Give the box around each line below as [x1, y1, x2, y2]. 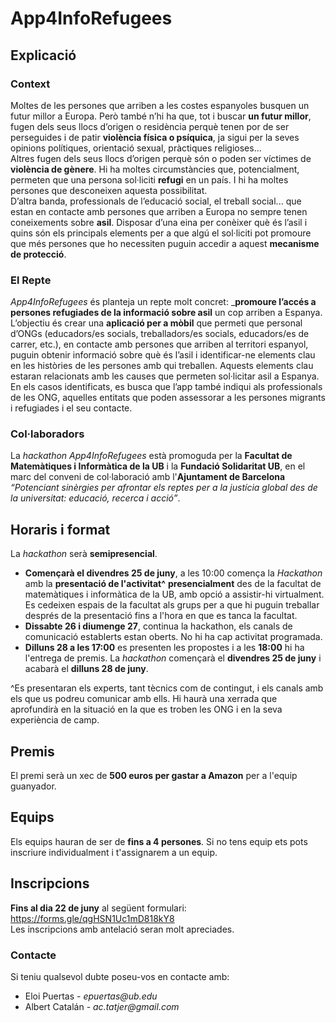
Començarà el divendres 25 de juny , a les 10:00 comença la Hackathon [24, 567, 323, 579]
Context [10, 77, 51, 91]
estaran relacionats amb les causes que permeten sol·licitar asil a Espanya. [10, 370, 320, 382]
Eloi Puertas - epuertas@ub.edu [24, 990, 158, 1002]
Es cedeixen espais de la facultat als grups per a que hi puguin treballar [24, 599, 320, 611]
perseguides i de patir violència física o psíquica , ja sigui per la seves [10, 131, 300, 143]
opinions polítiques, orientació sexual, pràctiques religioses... [10, 142, 262, 154]
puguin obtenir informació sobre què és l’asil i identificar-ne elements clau [10, 349, 316, 361]
